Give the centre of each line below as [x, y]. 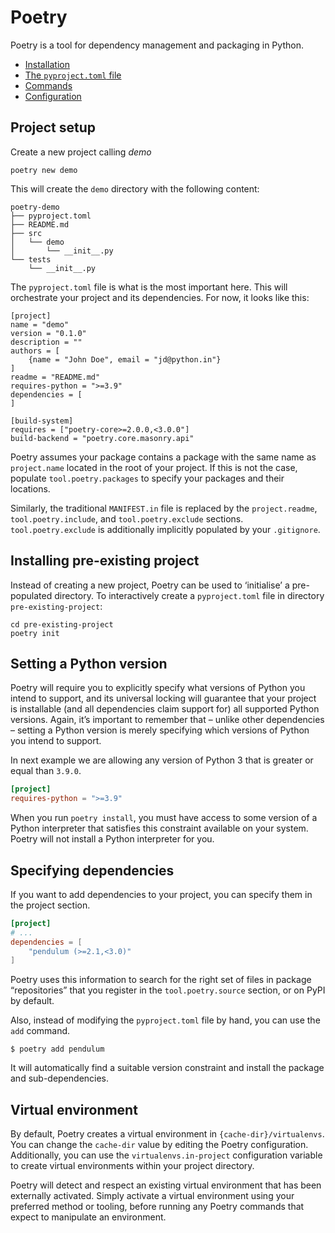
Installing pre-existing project [105, 561]
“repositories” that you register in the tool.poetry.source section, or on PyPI [168, 990]
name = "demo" [40, 324]
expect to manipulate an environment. [88, 1217]
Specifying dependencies [92, 870]
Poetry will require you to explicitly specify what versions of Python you [158, 688]
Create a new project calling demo [81, 152]
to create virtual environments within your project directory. [132, 1166]
